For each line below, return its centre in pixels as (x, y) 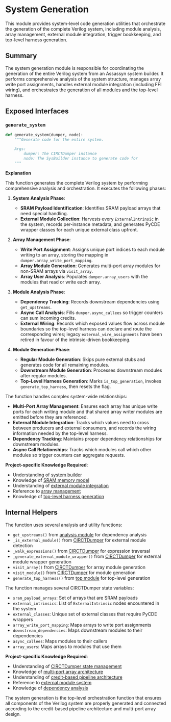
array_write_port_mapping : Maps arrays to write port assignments (82, 625)
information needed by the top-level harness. (60, 433)
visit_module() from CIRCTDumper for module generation (74, 573)
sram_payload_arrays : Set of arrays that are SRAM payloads (75, 598)
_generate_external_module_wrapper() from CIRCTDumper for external (87, 556)
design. (13, 714)
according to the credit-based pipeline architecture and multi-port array (81, 708)
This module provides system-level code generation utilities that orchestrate (86, 23)
